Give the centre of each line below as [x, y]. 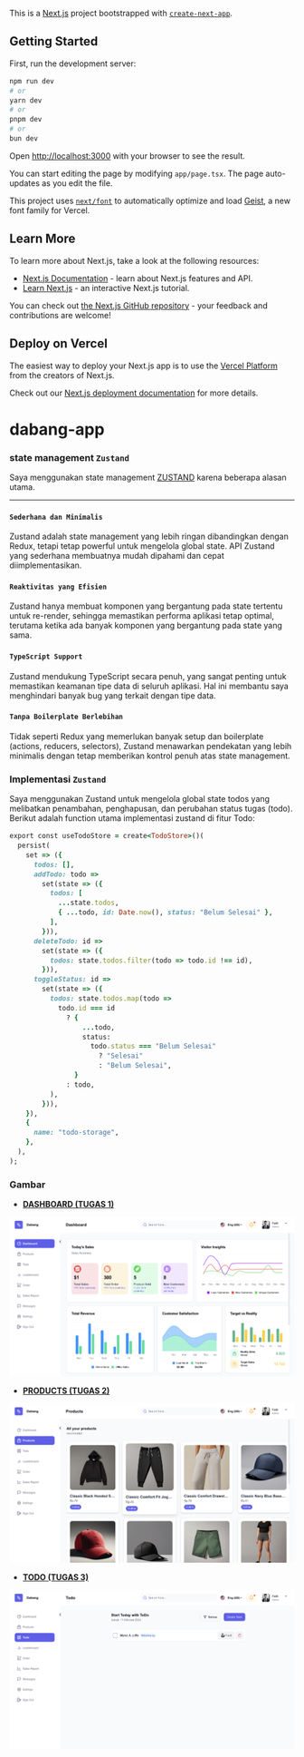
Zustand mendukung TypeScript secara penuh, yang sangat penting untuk [148, 676]
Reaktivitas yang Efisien [58, 587]
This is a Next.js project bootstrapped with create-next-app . [121, 13]
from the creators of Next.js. [62, 375]
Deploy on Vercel [59, 344]
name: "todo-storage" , [76, 1133]
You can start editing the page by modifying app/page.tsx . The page [137, 173]
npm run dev [32, 81]
